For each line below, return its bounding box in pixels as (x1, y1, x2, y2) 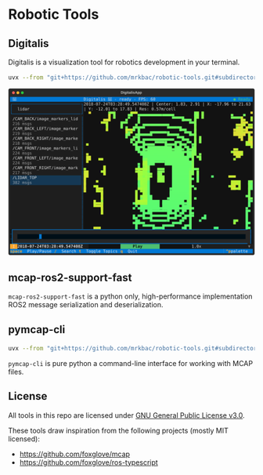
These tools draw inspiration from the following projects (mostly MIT (8, 426, 229, 435)
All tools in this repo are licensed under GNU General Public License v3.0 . (8, 410, 245, 420)
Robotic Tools (8, 5, 99, 24)
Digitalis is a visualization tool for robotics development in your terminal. (8, 57, 240, 67)
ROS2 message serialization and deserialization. (8, 300, 164, 310)
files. (8, 367, 24, 376)
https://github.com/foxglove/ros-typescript (19, 457, 158, 467)
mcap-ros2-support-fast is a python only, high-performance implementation (8, 292, 253, 301)
